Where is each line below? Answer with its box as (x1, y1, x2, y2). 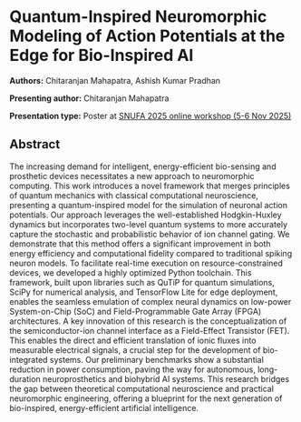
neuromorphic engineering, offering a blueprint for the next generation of (9, 393, 283, 404)
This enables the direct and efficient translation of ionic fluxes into (9, 335, 257, 346)
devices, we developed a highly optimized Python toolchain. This (9, 266, 252, 278)
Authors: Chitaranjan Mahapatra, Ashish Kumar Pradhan (9, 75, 220, 85)
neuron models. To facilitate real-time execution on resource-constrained (9, 257, 284, 268)
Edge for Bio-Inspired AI (9, 45, 194, 65)
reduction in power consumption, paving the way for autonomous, (9, 364, 256, 375)
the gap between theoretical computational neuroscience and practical (9, 383, 275, 394)
